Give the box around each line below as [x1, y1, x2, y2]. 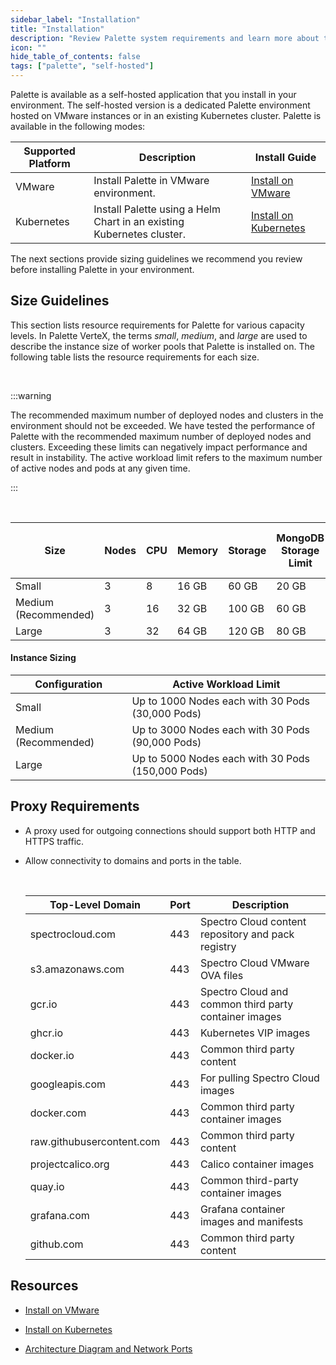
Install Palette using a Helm [93, 202, 221, 216]
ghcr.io [29, 1026, 63, 1040]
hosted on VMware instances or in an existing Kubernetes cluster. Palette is [10, 110, 322, 121]
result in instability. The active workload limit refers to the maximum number [10, 451, 323, 463]
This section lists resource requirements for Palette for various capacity [10, 319, 305, 331]
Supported [23, 144, 76, 158]
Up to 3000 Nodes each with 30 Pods [131, 723, 311, 737]
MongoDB [276, 531, 325, 545]
